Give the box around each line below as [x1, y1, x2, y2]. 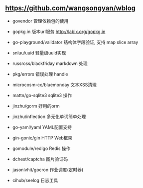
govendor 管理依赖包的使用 [12, 17, 69, 24]
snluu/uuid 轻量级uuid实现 [12, 49, 66, 55]
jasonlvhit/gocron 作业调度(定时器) [12, 166, 84, 172]
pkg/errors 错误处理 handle [12, 71, 68, 77]
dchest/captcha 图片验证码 [12, 156, 68, 162]
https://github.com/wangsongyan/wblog [5, 4, 136, 12]
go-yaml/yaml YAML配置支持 [12, 124, 72, 130]
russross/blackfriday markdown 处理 [12, 60, 88, 66]
